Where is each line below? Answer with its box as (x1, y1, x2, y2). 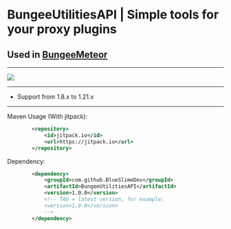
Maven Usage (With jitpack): (7, 112, 88, 120)
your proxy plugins (7, 21, 117, 37)
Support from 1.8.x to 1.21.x (16, 93, 94, 101)
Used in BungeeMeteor (7, 49, 108, 60)
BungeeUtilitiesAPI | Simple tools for (7, 7, 219, 23)
